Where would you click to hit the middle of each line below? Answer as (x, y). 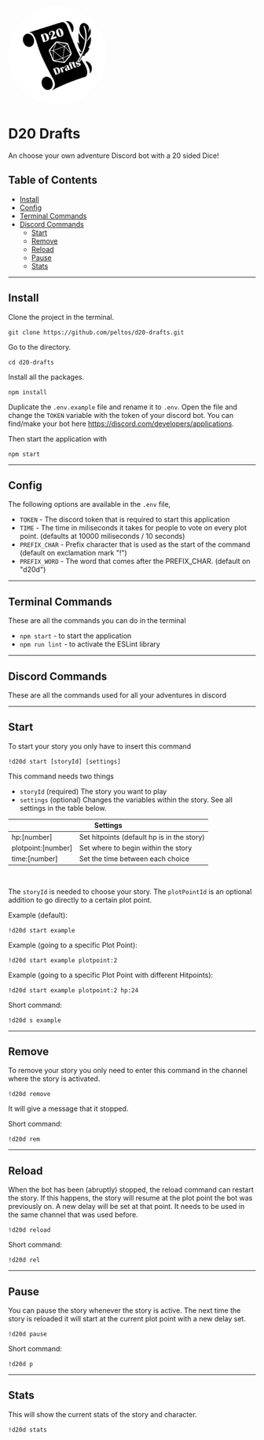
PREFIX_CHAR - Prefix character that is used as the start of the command (135, 544)
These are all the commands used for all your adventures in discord (117, 695)
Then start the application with (58, 438)
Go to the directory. (40, 346)
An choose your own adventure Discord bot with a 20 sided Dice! (114, 156)
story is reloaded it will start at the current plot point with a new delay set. (127, 1319)
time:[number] (35, 859)
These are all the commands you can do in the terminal (97, 621)
